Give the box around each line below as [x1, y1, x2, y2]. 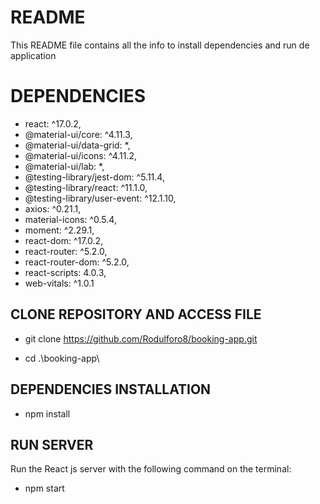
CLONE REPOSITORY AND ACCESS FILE [10, 306, 262, 323]
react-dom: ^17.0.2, [24, 234, 104, 246]
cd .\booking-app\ [24, 352, 100, 364]
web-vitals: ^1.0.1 [24, 277, 95, 289]
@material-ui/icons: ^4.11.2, [24, 149, 138, 161]
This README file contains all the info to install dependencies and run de [10, 39, 310, 51]
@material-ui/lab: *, [24, 160, 105, 172]
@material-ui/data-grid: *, [24, 139, 131, 151]
